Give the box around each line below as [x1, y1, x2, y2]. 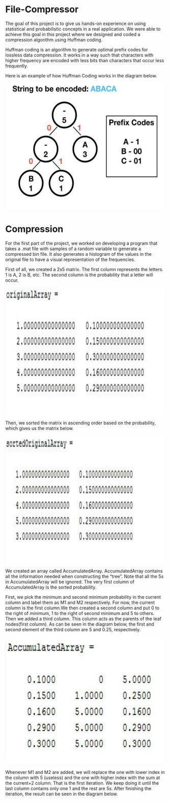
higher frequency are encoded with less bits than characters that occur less [5, 57, 164, 63]
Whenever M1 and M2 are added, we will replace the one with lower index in [5, 769, 165, 775]
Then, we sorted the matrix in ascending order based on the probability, [5, 419, 156, 426]
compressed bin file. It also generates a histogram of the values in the [5, 251, 152, 257]
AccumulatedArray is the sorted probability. [5, 584, 97, 590]
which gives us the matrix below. [5, 425, 74, 431]
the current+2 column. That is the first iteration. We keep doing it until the [5, 780, 159, 786]
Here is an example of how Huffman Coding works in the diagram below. [5, 72, 157, 78]
